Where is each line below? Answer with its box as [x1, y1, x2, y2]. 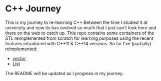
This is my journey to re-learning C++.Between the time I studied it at [5, 19, 147, 25]
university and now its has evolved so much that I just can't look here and [5, 24, 156, 30]
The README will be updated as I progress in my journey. [5, 70, 124, 76]
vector [12, 55, 26, 61]
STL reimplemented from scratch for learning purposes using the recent [5, 35, 153, 41]
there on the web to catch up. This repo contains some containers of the [5, 30, 154, 36]
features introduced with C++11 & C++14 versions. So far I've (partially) [5, 40, 151, 46]
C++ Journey [5, 3, 61, 14]
